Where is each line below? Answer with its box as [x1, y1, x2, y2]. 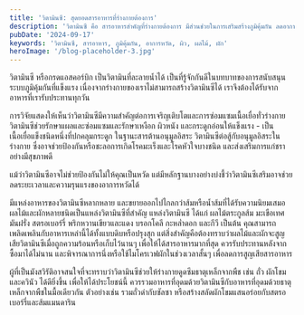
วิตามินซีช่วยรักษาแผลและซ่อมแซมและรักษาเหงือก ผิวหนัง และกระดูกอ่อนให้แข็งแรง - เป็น [9, 120, 274, 131]
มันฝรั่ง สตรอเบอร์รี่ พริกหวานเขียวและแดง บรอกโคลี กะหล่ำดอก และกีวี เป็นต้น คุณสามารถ [9, 218, 277, 229]
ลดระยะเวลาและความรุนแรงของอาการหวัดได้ [9, 179, 140, 190]
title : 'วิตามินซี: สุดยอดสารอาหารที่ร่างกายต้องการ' [9, 13, 158, 23]
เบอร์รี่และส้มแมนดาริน [9, 297, 77, 308]
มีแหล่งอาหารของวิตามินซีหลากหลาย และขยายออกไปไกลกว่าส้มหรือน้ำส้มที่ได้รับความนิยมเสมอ [9, 197, 286, 208]
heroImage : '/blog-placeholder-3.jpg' [9, 47, 156, 56]
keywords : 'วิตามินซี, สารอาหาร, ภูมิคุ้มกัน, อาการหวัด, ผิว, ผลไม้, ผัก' [9, 38, 228, 48]
